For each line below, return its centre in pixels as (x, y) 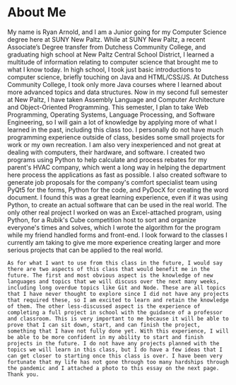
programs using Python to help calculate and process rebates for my (107, 159)
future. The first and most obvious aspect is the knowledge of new (110, 275)
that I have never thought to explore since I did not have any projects (118, 294)
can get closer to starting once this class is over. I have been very (115, 356)
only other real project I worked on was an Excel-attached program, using (114, 212)
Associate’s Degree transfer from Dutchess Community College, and (107, 47)
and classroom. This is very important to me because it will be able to (118, 318)
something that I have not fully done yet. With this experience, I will (118, 331)
